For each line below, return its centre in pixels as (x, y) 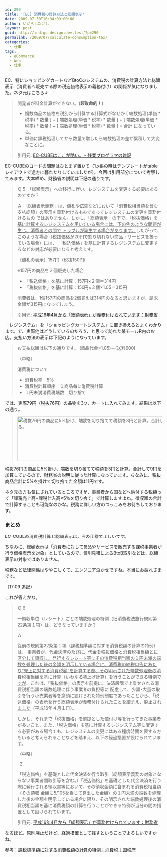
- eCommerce (22, 56)
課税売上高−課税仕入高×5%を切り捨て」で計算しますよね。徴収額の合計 (87, 498)
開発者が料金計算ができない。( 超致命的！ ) (60, 103)
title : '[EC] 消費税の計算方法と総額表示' (45, 14)
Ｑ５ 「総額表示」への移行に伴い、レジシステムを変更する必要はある (87, 189)
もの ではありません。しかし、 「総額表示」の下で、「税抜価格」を (92, 218)
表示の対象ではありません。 (34, 559)
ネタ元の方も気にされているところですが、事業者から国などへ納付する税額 (81, 492)
